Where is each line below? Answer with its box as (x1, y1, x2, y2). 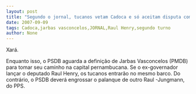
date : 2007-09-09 (6, 19, 48, 25)
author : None (6, 30, 38, 36)
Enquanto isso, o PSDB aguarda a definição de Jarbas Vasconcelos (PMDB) (6, 58, 188, 65)
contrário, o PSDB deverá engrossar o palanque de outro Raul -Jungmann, (6, 76, 185, 83)
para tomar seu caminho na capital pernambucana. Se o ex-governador (6, 64, 178, 71)
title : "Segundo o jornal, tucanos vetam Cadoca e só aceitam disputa (6, 14, 181, 20)
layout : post (6, 8, 38, 15)
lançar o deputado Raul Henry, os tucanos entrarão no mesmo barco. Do (6, 70, 181, 77)
